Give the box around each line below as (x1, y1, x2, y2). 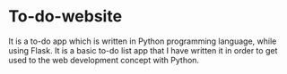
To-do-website (8, 6, 123, 27)
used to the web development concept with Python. (8, 54, 199, 65)
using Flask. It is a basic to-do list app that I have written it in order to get (8, 45, 278, 55)
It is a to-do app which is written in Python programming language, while (8, 36, 277, 46)
